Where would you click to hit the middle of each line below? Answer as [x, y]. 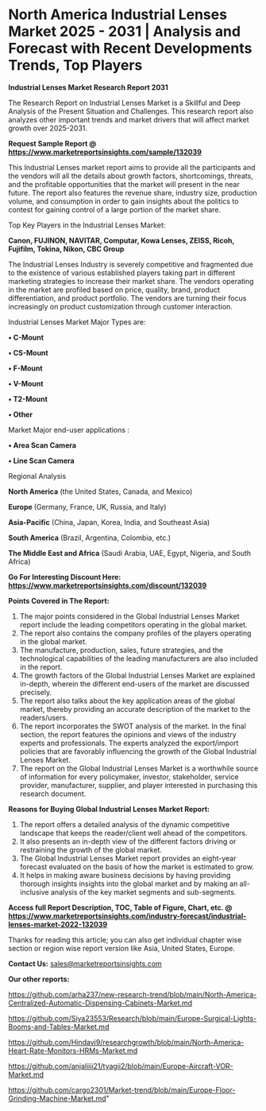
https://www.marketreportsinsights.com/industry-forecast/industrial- [127, 915]
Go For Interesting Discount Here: [65, 577]
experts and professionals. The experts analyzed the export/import [129, 743]
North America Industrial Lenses [118, 15]
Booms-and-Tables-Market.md [59, 1027]
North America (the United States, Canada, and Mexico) [100, 491]
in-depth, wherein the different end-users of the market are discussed [135, 684]
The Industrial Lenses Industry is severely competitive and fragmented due [131, 264]
